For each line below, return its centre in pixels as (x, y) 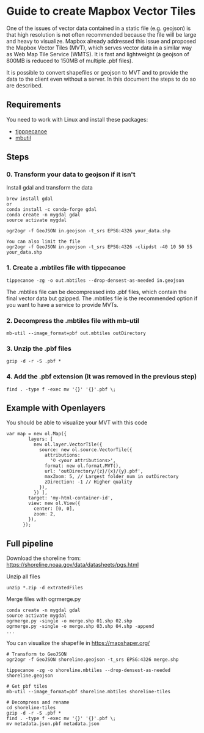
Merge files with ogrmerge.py (44, 599)
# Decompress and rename (38, 702)
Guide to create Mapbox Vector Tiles (101, 11)
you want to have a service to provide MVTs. (63, 304)
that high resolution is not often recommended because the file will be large (101, 34)
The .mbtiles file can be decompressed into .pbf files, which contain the (97, 292)
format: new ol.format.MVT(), (83, 466)
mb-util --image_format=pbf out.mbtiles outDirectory (76, 333)
